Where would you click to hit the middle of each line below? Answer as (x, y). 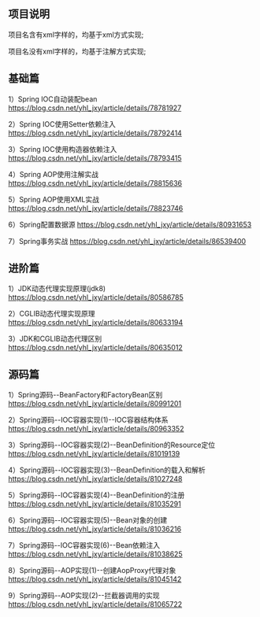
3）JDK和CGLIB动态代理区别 (55, 339)
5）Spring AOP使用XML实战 (54, 199)
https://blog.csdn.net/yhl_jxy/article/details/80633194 (96, 323)
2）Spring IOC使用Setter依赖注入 (62, 124)
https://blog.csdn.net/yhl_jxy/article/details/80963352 (96, 429)
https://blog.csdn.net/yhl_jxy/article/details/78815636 (95, 183)
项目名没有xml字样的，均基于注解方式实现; (77, 51)
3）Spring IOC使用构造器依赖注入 (63, 149)
